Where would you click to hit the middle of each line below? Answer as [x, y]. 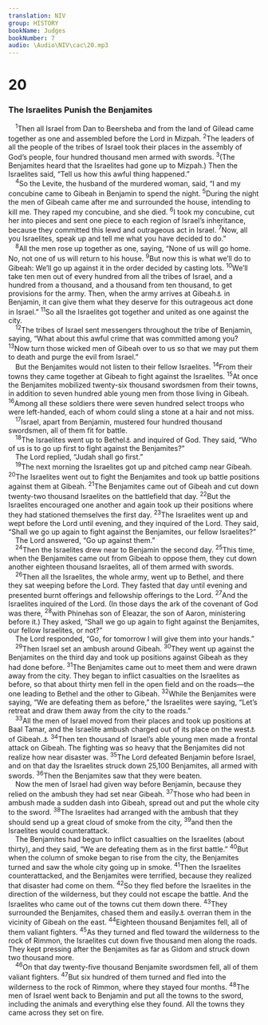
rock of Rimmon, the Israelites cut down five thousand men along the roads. [133, 940]
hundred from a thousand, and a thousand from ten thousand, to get [120, 285]
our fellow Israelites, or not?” [55, 630]
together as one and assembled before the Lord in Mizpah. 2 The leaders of [132, 138]
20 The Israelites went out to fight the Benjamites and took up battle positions [134, 476]
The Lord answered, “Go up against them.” [85, 540]
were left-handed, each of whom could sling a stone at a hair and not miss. [131, 412]
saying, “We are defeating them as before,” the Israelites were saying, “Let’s [133, 702]
